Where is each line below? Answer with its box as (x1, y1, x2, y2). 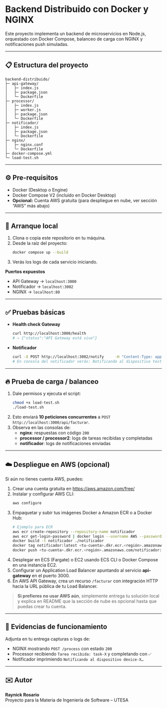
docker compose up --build (12, 250, 69, 255)
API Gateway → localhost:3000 (12, 278, 77, 284)
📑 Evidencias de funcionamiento (5, 623, 107, 631)
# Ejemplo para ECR (12, 524, 53, 529)
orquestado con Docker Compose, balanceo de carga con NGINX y (5, 36, 143, 42)
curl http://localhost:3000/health (12, 331, 86, 336)
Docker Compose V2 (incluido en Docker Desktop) (12, 192, 116, 198)
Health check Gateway (12, 321, 61, 327)
